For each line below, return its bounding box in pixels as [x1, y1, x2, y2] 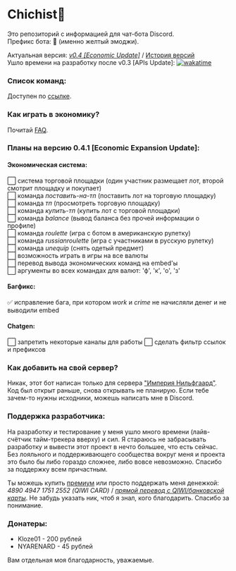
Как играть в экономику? [7, 109, 100, 119]
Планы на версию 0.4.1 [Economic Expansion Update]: [7, 143, 200, 153]
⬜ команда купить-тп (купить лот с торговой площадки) [7, 206, 181, 214]
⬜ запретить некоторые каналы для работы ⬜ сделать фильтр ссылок [7, 338, 226, 346]
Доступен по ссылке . [7, 92, 72, 101]
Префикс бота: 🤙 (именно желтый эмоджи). [7, 37, 139, 45]
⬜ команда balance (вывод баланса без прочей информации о [7, 214, 199, 222]
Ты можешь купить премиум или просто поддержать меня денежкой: [7, 479, 220, 487]
